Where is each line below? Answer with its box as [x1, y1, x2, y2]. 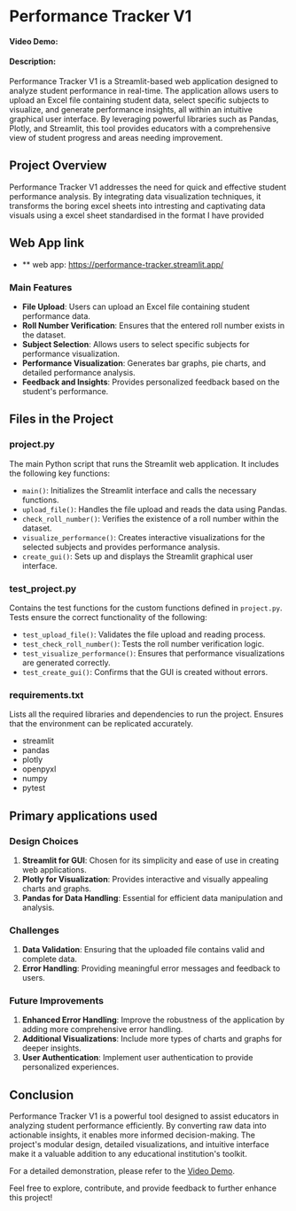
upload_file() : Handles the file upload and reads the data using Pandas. [21, 503, 288, 515]
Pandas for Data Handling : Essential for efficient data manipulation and [21, 892, 284, 903]
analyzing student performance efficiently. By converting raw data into [9, 1121, 268, 1131]
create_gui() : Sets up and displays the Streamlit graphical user [21, 551, 253, 562]
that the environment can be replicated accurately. [9, 718, 193, 729]
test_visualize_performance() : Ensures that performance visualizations [21, 648, 285, 658]
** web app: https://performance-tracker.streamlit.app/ [21, 259, 224, 269]
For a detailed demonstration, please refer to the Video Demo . [9, 1166, 235, 1176]
